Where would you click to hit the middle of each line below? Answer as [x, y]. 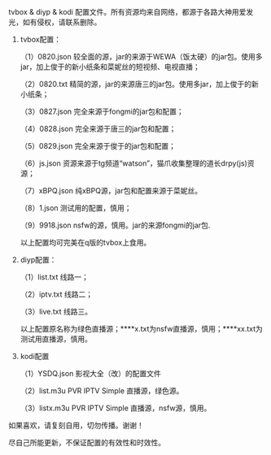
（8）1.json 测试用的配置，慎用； [76, 208]
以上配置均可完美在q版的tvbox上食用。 [85, 243]
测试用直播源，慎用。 [56, 339]
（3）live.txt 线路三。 [56, 312]
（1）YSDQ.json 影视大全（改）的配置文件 [90, 373]
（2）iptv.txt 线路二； [57, 294]
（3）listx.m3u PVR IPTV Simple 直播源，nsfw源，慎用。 [116, 408]
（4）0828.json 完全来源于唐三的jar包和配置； [98, 129]
